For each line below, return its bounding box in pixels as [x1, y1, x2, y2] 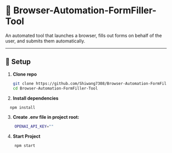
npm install [10, 105, 36, 110]
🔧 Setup [5, 57, 31, 66]
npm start [14, 143, 36, 148]
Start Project [12, 133, 41, 140]
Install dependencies [12, 95, 59, 101]
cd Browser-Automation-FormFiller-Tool [12, 85, 98, 91]
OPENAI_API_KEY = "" [14, 124, 54, 129]
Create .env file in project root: [12, 114, 79, 120]
